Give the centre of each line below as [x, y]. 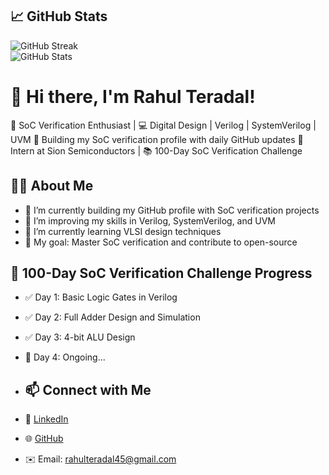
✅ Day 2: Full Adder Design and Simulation [112, 317]
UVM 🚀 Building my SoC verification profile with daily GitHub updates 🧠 [157, 139]
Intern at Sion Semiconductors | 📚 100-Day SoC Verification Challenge [156, 150]
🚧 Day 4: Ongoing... [65, 357]
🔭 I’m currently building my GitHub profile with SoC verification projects [172, 210]
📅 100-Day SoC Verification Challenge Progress [161, 273]
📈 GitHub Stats [59, 16]
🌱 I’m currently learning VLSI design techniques [123, 231]
